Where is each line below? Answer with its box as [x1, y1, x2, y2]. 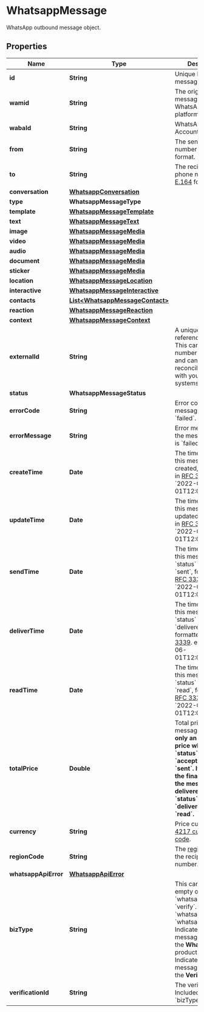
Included [174, 988, 200, 997]
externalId [9, 352, 39, 360]
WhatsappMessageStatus [69, 388, 146, 397]
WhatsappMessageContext [69, 315, 151, 324]
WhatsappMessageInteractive [69, 286, 159, 295]
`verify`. [174, 902, 197, 910]
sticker [9, 266, 30, 275]
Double [69, 764, 90, 773]
